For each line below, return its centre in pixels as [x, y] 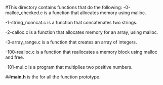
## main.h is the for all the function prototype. [53, 77]
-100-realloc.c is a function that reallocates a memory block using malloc [81, 52]
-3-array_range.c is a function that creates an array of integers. [71, 42]
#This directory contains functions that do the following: [64, 7]
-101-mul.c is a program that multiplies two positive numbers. [69, 67]
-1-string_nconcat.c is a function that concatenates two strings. [71, 23]
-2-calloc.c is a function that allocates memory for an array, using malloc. [82, 32]
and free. [15, 57]
